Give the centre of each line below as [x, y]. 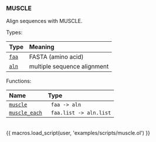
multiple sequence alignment [69, 67]
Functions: [19, 81]
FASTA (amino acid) [56, 57]
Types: [14, 32]
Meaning [42, 47]
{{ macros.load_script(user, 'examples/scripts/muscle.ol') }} [78, 133]
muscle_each [26, 113]
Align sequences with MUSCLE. [44, 21]
